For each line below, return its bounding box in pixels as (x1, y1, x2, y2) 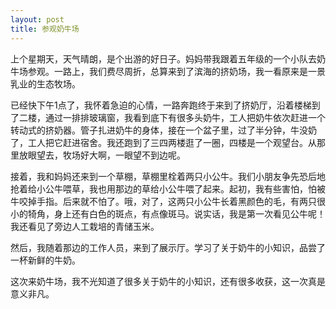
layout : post (10, 14, 65, 25)
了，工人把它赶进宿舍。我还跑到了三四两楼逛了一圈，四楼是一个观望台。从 (10, 136, 317, 148)
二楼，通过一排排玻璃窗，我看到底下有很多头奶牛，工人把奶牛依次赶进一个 (18, 111, 326, 123)
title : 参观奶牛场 (10, 24, 80, 34)
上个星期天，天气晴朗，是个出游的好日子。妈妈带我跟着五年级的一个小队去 (10, 52, 317, 65)
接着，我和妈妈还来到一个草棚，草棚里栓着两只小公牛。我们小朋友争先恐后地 (10, 170, 326, 182)
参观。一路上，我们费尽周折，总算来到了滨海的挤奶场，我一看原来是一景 (27, 65, 326, 77)
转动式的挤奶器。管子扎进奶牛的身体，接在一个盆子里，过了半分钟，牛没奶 (10, 124, 317, 136)
